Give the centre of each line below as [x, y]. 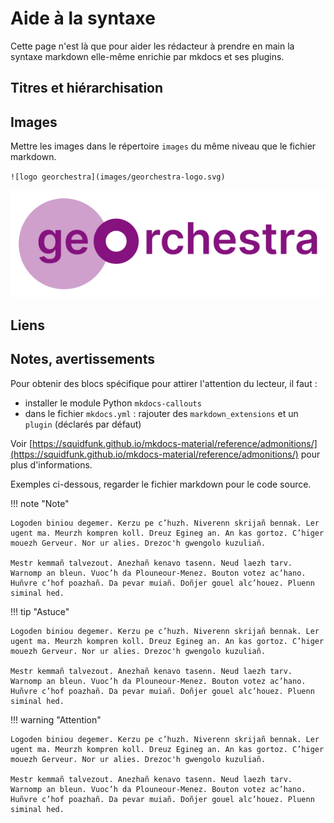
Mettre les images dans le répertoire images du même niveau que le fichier [163, 146]
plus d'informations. [51, 464]
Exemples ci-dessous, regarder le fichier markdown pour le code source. [161, 484]
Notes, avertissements [82, 359]
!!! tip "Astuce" [40, 611]
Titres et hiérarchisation [87, 88]
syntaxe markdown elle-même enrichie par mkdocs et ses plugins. [147, 56]
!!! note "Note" [40, 503]
